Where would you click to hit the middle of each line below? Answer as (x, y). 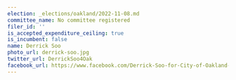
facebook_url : (28, 65)
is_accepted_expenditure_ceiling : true (66, 33)
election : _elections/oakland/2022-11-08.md (73, 14)
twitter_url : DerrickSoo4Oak (50, 59)
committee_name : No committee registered (69, 20)
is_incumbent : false (38, 40)
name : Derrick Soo (34, 46)
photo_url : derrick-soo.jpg (48, 53)
